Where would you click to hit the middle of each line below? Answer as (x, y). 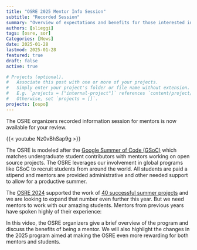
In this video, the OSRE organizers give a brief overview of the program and (97, 223)
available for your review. (36, 127)
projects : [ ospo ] (27, 104)
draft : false (22, 61)
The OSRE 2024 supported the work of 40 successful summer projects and (97, 192)
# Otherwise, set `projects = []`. (52, 99)
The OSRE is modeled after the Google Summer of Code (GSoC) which (91, 150)
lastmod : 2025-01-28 (31, 50)
